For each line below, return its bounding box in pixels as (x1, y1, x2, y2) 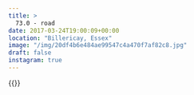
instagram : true (8, 57, 62, 65)
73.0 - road (15, 19, 56, 27)
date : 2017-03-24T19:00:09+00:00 (8, 26, 120, 34)
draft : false (8, 49, 52, 57)
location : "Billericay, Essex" (8, 34, 113, 42)
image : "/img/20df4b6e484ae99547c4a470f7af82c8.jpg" (8, 42, 188, 49)
